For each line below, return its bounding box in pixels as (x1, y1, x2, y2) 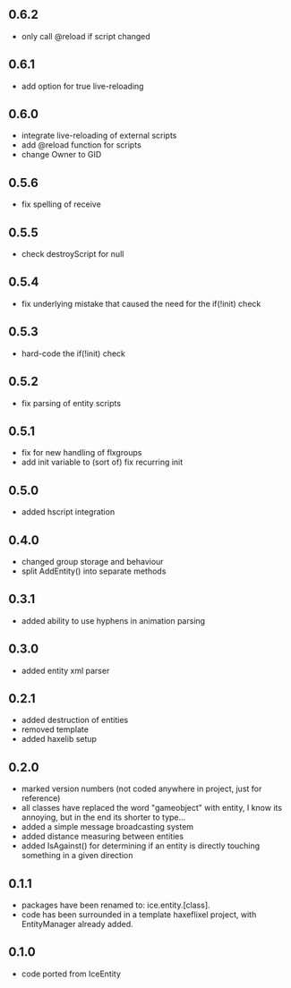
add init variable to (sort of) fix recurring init (21, 456, 184, 468)
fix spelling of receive (21, 199, 102, 209)
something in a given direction (21, 850, 133, 861)
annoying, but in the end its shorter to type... (21, 812, 186, 822)
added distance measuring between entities (21, 831, 184, 842)
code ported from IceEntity (21, 968, 122, 979)
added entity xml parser (21, 665, 110, 676)
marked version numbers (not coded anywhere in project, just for (21, 783, 262, 795)
